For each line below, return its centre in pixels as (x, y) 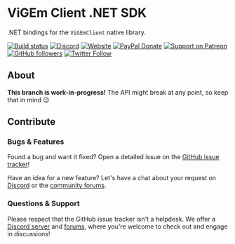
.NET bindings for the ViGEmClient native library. (76, 32)
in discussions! (29, 233)
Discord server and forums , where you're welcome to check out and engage (117, 226)
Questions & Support (43, 203)
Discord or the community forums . (57, 185)
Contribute (32, 122)
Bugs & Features (36, 142)
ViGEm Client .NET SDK (77, 13)
